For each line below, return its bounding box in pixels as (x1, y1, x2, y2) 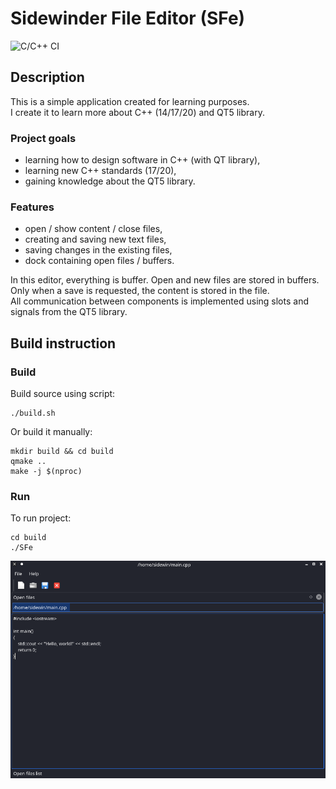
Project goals (10, 131, 77, 145)
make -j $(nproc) (10, 467, 83, 477)
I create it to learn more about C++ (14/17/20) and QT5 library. (10, 106, 265, 118)
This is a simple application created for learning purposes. (10, 95, 250, 107)
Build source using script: (10, 388, 116, 400)
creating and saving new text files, (24, 233, 167, 246)
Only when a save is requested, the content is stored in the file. (10, 285, 270, 297)
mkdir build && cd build (10, 447, 114, 457)
